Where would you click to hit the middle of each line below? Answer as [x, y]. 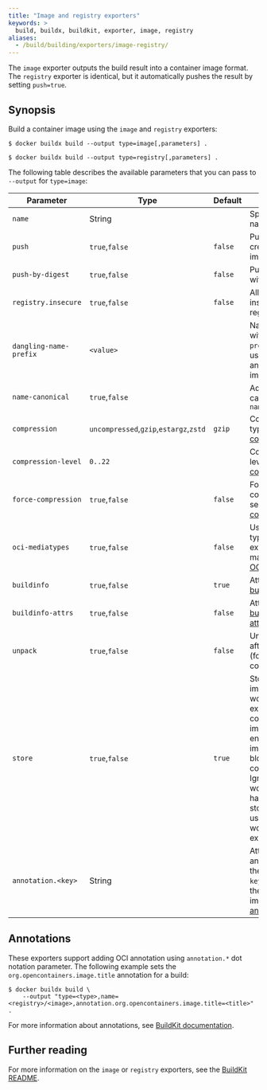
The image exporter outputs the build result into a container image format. [128, 68]
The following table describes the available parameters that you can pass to [132, 172]
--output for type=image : [48, 181]
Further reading [48, 1051]
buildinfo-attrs [43, 613]
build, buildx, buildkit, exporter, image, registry [104, 30]
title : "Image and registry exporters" [74, 16]
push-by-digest [41, 274]
